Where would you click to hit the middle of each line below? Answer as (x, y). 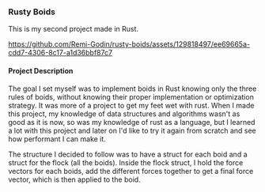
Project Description (41, 70)
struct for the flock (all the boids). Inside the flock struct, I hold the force (126, 162)
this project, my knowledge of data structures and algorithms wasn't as (124, 114)
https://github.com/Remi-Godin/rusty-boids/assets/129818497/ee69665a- (129, 44)
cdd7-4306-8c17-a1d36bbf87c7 (61, 53)
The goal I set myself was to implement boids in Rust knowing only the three (132, 88)
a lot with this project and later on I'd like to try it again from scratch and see (132, 130)
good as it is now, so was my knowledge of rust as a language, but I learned (132, 122)
